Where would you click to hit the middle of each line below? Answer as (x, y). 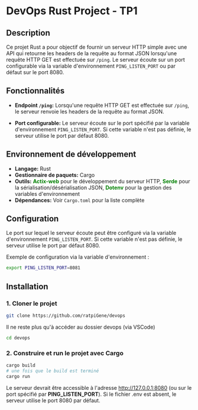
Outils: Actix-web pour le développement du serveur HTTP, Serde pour (102, 181)
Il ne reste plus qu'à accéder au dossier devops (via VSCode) (81, 327)
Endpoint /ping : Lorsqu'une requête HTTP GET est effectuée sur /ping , (102, 105)
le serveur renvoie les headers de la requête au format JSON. (89, 112)
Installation (27, 286)
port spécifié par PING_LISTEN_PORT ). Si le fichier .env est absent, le (91, 394)
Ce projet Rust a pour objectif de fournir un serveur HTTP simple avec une (97, 47)
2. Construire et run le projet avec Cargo (65, 353)
